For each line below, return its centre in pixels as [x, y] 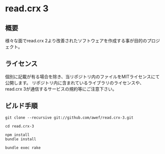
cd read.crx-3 [20, 126]
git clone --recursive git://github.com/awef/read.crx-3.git [69, 118]
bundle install [21, 139]
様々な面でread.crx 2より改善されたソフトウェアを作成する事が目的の [76, 41]
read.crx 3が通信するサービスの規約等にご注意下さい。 [61, 89]
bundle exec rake [23, 148]
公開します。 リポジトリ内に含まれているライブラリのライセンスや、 [75, 83]
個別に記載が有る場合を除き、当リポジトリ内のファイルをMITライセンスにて [82, 76]
